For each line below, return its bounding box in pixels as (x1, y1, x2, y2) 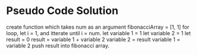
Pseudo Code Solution (6, 4, 119, 18)
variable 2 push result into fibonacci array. (6, 42, 110, 49)
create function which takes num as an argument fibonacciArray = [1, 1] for (6, 23, 189, 30)
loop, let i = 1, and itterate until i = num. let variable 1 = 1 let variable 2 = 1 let (6, 29, 191, 36)
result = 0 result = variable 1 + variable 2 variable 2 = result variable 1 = (6, 36, 180, 43)
